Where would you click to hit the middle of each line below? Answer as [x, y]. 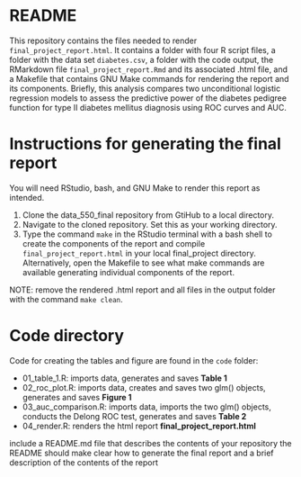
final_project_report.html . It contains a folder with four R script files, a [142, 49]
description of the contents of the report [84, 462]
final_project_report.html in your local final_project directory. [139, 253]
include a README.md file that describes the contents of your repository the [150, 443]
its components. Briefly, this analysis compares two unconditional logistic [145, 88]
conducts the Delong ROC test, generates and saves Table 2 [134, 416]
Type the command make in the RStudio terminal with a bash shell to [147, 234]
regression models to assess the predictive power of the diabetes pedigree [148, 98]
